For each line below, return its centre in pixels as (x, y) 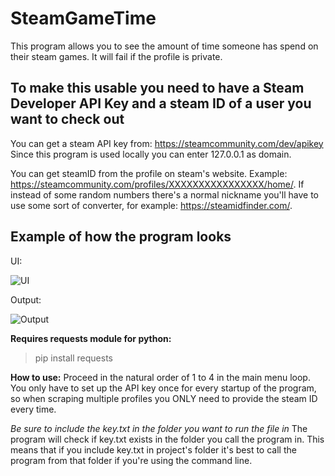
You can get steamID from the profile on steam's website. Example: (149, 173)
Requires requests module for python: (91, 338)
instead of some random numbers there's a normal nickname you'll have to (164, 194)
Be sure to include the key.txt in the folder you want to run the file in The (159, 428)
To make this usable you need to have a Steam (157, 88)
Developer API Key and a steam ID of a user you (161, 103)
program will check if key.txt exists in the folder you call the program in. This (167, 439)
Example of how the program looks (121, 237)
